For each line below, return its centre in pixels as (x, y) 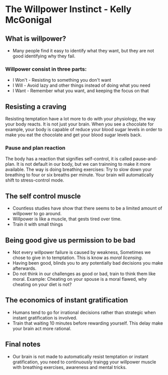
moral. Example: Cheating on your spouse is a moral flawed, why (80, 279)
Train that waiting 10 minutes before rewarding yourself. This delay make (88, 323)
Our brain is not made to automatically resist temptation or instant (80, 356)
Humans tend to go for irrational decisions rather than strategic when (84, 312)
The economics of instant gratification (67, 300)
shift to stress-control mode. (35, 180)
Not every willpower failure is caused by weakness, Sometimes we (81, 253)
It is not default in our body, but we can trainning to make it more (84, 164)
